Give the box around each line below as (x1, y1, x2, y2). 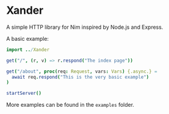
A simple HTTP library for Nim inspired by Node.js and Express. (6, 23, 164, 31)
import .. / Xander (6, 46, 50, 53)
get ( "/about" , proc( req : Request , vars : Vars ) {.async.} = (6, 68, 158, 74)
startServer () (6, 91, 42, 97)
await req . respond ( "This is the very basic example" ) (11, 74, 149, 80)
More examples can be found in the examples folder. (6, 101, 134, 109)
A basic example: (6, 35, 49, 42)
